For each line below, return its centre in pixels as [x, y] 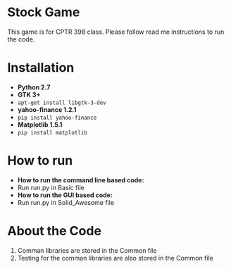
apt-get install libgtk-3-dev [62, 103]
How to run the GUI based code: [65, 195]
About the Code [55, 231]
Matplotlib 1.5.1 [40, 125]
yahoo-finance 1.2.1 [47, 109]
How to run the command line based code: [81, 180]
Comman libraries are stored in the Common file [87, 250]
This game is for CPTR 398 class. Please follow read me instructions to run [116, 32]
